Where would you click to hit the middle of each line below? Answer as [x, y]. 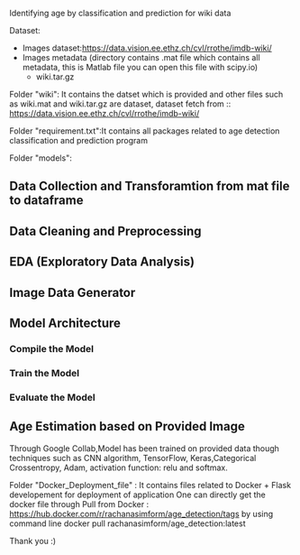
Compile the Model [52, 348]
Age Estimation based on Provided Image [127, 426]
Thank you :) [33, 541]
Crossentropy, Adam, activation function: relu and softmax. [118, 467]
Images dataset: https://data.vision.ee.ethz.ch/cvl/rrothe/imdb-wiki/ [147, 48]
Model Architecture [65, 323]
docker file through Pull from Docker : [79, 504]
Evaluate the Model [53, 397]
